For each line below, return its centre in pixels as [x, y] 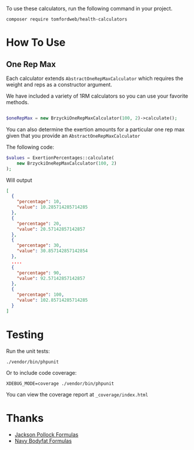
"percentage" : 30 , [39, 246]
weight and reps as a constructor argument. [59, 84]
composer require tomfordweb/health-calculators [67, 19]
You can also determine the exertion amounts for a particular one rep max [96, 129]
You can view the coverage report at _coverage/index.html [77, 394]
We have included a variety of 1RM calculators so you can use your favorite [97, 96]
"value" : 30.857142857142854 [52, 251]
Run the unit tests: [28, 351]
